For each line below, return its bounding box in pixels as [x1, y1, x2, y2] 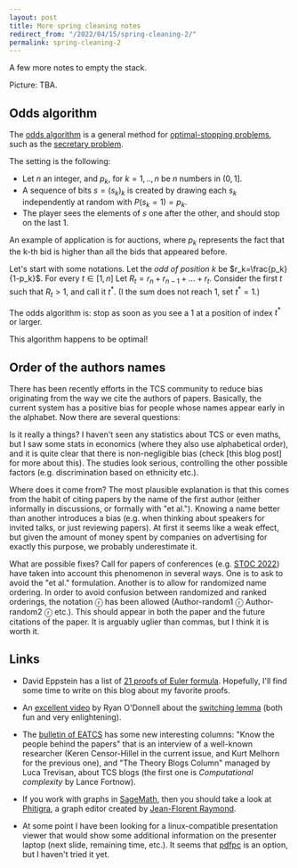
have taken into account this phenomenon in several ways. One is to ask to [9, 567, 283, 578]
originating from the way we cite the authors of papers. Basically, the [9, 393, 262, 403]
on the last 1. [21, 218, 69, 228]
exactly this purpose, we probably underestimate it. [9, 541, 197, 551]
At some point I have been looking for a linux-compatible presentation [21, 820, 278, 831]
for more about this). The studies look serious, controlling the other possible [9, 457, 288, 468]
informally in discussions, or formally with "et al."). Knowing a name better [9, 503, 280, 514]
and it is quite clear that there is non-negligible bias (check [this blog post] [9, 448, 282, 459]
